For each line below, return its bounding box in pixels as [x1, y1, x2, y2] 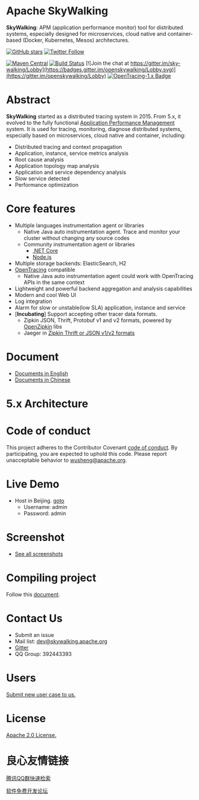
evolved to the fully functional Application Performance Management [6, 119, 175, 126]
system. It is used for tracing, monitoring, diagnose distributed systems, [6, 125, 182, 132]
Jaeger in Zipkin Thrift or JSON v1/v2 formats [23, 329, 135, 336]
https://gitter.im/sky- [130, 60, 181, 67]
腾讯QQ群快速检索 [6, 775, 51, 782]
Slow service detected [14, 174, 70, 182]
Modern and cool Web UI [14, 291, 76, 298]
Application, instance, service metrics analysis [14, 149, 129, 157]
